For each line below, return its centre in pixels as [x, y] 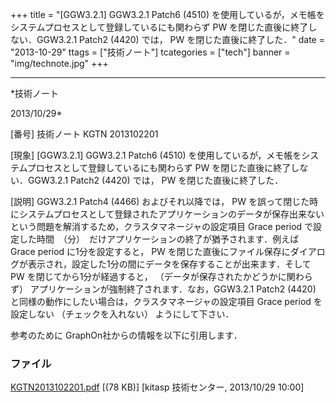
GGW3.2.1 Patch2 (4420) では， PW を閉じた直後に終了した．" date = [180, 39]
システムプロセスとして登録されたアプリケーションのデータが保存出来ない [171, 214]
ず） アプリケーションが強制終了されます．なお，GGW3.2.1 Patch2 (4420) [163, 289]
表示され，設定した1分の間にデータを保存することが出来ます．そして [169, 264]
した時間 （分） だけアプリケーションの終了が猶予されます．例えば [159, 239]
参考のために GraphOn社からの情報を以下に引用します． [126, 335]
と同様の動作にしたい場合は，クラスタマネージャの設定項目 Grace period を [166, 301]
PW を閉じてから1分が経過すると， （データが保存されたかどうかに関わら [161, 276]
